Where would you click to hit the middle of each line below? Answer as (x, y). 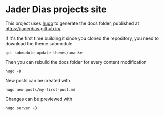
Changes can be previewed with (39, 99)
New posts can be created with (38, 80)
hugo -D (13, 71)
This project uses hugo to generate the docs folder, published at (72, 23)
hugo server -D (21, 108)
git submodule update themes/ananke (44, 53)
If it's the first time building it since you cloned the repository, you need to (82, 38)
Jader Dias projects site (56, 9)
